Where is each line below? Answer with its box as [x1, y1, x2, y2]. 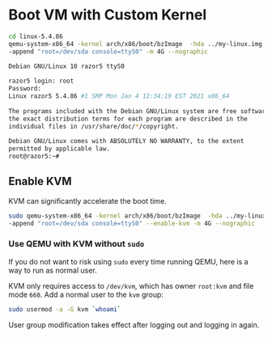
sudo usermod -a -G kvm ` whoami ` [8, 305, 121, 313]
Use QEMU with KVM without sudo [8, 239, 145, 250]
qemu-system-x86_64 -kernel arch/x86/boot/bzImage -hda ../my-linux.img [8, 40, 263, 48]
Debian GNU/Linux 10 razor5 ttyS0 [8, 62, 125, 70]
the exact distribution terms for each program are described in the [8, 115, 249, 123]
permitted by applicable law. [8, 145, 111, 153]
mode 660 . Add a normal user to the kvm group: [8, 289, 164, 299]
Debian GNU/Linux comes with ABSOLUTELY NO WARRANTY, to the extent [8, 137, 244, 146]
